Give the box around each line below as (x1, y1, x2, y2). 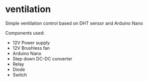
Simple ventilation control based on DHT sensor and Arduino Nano (5, 20, 143, 26)
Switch (12, 71, 27, 77)
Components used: (5, 30, 45, 36)
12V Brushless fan (12, 45, 50, 51)
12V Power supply (12, 39, 50, 46)
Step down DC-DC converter (12, 55, 72, 61)
